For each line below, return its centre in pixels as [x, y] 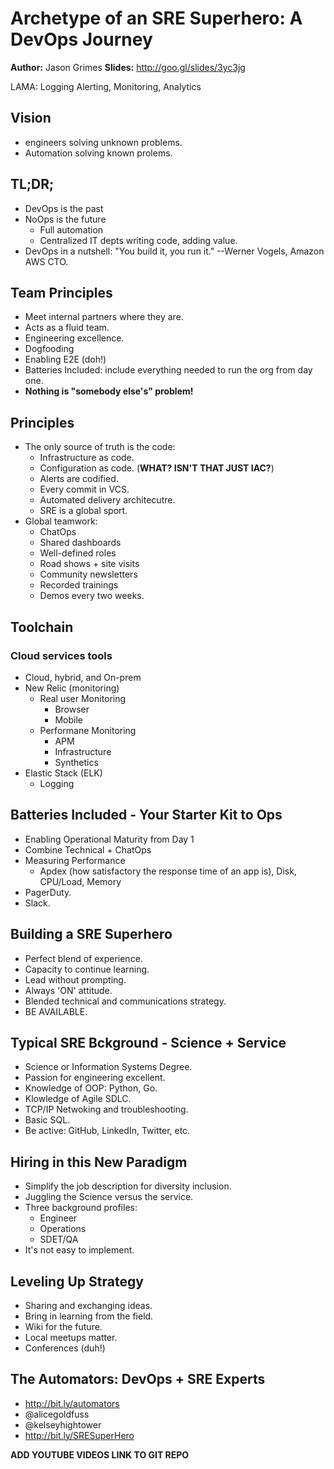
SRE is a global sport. [83, 511]
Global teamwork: [61, 521]
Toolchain [42, 627]
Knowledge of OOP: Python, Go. [91, 1088]
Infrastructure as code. [87, 458]
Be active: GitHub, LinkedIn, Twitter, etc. [107, 1131]
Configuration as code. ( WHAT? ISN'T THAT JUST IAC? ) [157, 468]
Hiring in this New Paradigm [99, 1162]
